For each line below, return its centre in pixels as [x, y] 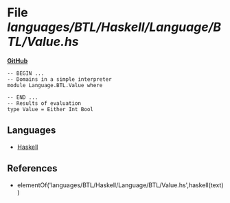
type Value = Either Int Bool [50, 109]
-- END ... [23, 97]
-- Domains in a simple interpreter [59, 79]
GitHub [18, 60]
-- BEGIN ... [26, 73]
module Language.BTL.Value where [55, 85]
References [32, 168]
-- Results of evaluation [44, 103]
